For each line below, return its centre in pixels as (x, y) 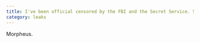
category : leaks (26, 17)
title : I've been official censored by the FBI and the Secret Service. (98, 11)
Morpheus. (20, 34)
